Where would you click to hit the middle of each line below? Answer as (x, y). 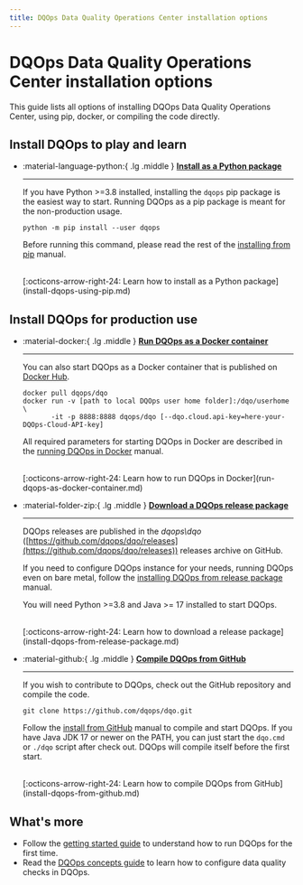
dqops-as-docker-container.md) (83, 488)
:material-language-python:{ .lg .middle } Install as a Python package (152, 166)
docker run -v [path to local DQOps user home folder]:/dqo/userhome (156, 401)
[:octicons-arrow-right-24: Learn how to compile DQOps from (137, 784)
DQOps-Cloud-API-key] (63, 425)
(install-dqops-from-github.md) (81, 793)
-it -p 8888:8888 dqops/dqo (104, 417)
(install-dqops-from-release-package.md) (101, 641)
